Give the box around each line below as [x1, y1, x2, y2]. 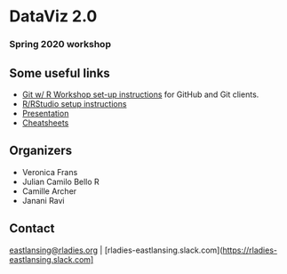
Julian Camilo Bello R [21, 176, 100, 187]
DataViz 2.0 [9, 6, 98, 27]
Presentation [21, 108, 69, 118]
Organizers [9, 143, 73, 158]
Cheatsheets [21, 117, 69, 128]
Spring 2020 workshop [9, 38, 111, 51]
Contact [9, 221, 55, 237]
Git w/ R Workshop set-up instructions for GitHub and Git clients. [21, 89, 259, 100]
